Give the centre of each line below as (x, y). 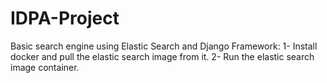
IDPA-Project (65, 18)
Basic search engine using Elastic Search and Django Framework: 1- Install (164, 46)
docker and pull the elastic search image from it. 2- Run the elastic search (162, 56)
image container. (45, 67)
